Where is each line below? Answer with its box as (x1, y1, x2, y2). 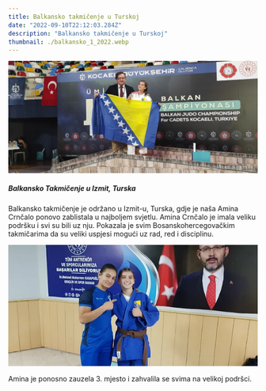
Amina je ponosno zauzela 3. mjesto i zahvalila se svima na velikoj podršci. (8, 374, 252, 384)
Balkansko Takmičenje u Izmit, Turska (8, 184, 136, 193)
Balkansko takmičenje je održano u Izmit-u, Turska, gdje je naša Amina (8, 203, 239, 213)
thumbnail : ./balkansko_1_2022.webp (8, 38, 129, 46)
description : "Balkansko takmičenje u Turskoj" (8, 29, 169, 37)
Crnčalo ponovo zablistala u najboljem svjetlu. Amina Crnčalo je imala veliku (8, 212, 256, 222)
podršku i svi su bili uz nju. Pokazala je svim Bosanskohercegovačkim (8, 220, 235, 230)
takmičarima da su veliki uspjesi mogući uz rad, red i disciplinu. (8, 229, 214, 238)
